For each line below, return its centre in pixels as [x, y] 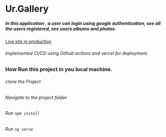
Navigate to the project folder [36, 97]
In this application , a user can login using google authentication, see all [83, 23]
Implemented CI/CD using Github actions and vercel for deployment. [77, 53]
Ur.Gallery [27, 9]
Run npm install [23, 113]
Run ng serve [19, 129]
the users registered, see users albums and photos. [61, 29]
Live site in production [28, 42]
